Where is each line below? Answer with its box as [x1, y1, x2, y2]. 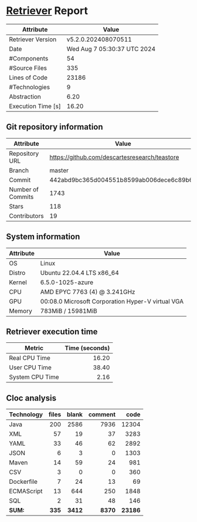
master [49, 166, 69, 174]
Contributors [9, 211, 44, 220]
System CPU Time [9, 373, 60, 381]
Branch [9, 166, 29, 174]
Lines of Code [9, 73, 48, 82]
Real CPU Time [9, 354, 51, 362]
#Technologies [9, 83, 50, 91]
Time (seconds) [64, 344, 110, 352]
